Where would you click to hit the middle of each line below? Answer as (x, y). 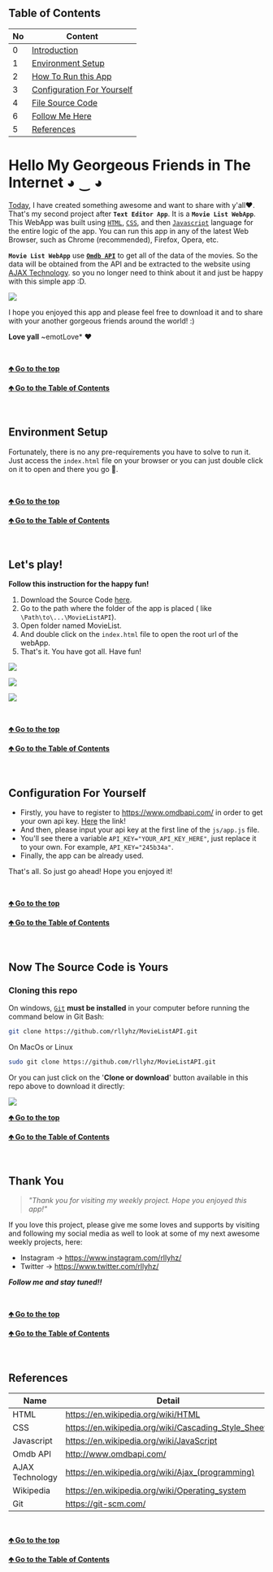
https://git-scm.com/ (106, 1504)
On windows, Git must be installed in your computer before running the (129, 1007)
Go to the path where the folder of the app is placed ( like (116, 608)
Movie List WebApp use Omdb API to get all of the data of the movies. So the (133, 255)
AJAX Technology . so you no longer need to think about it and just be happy (136, 272)
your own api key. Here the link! (73, 821)
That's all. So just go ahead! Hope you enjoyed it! (91, 872)
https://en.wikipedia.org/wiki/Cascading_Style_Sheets (168, 1427)
